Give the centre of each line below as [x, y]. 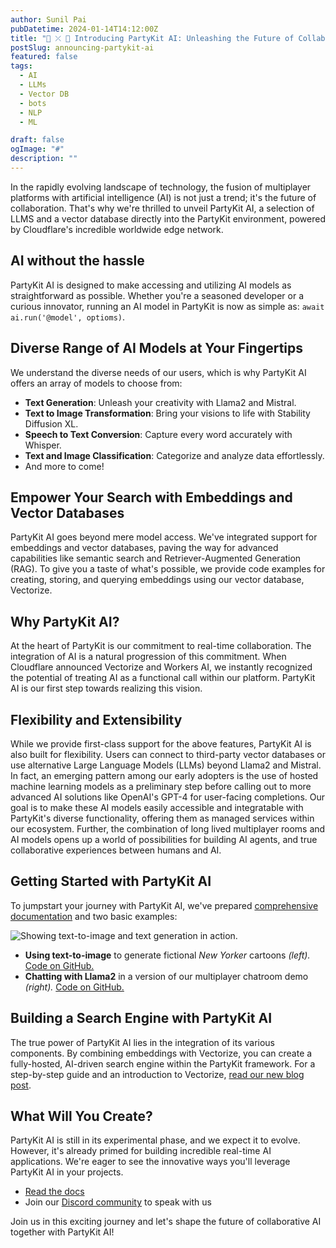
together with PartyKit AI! [62, 1232]
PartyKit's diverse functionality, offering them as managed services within [162, 818]
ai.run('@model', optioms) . [68, 317]
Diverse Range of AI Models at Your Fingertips [157, 348]
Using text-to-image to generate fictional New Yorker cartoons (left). [167, 955]
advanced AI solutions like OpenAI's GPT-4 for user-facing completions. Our [167, 797]
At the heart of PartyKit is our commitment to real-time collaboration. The [161, 646]
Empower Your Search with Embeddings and [151, 497]
